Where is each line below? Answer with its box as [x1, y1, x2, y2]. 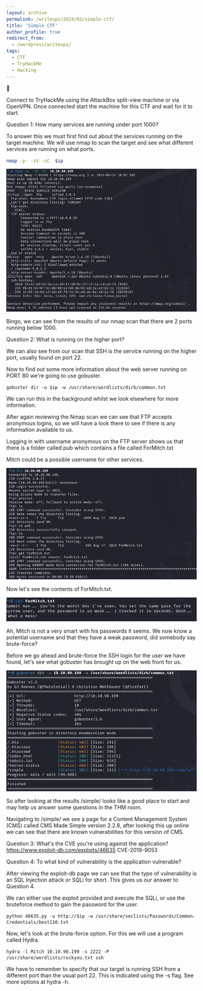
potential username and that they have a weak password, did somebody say [6, 633, 196, 641]
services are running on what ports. [6, 145, 95, 152]
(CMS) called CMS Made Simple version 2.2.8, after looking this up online [6, 822, 189, 829]
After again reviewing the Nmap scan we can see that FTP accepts [6, 413, 172, 420]
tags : [6, 48, 20, 54]
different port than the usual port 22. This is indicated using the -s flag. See [6, 972, 194, 979]
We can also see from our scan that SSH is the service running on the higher [6, 347, 197, 355]
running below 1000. [6, 324, 57, 331]
